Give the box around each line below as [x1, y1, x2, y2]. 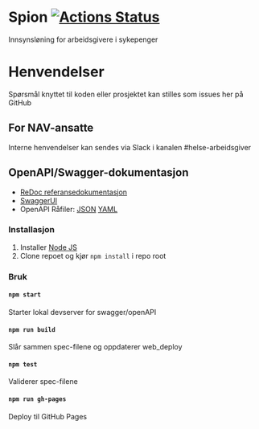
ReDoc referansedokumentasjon [19, 187, 127, 197]
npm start [8, 291, 42, 299]
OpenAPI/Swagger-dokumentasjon [8, 165, 189, 180]
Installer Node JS [19, 242, 78, 252]
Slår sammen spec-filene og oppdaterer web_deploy [8, 342, 183, 352]
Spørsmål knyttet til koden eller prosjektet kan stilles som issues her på [8, 89, 244, 99]
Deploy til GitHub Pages [8, 411, 88, 421]
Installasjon [8, 224, 55, 235]
